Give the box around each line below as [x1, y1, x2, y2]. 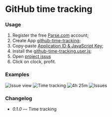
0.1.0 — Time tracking [12, 106, 57, 112]
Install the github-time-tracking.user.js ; [12, 48, 92, 54]
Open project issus [12, 54, 51, 59]
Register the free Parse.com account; [12, 32, 89, 38]
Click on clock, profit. [12, 58, 56, 65]
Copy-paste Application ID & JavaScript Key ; [12, 43, 104, 49]
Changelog [5, 95, 32, 102]
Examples [5, 71, 30, 78]
